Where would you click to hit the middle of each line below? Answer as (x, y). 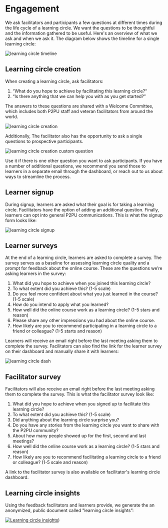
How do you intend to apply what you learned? (60, 304)
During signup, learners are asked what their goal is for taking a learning (79, 204)
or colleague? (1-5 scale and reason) (50, 462)
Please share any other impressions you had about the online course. (84, 320)
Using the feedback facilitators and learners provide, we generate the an (80, 505)
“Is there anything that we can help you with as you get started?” (79, 96)
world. (12, 116)
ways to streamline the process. (38, 176)
